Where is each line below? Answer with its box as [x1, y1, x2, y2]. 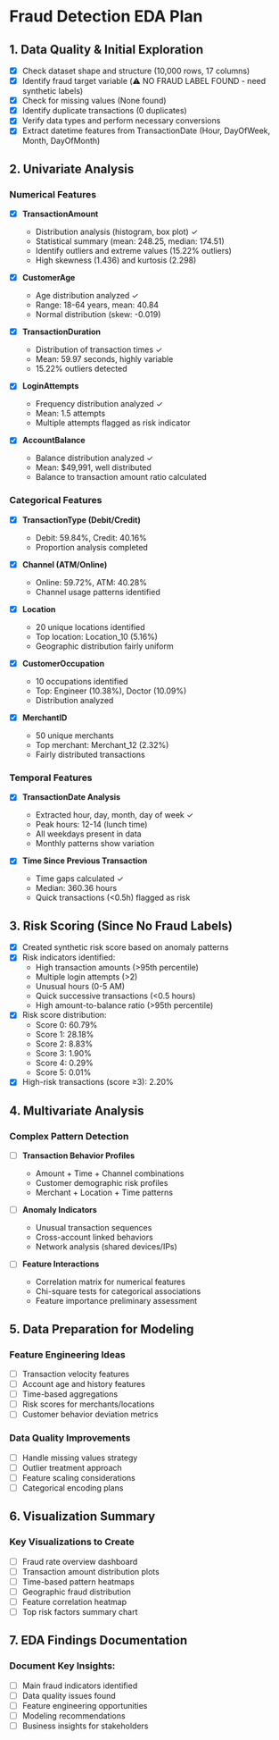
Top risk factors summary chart [21, 1606, 138, 1617]
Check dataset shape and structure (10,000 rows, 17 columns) [21, 65, 250, 76]
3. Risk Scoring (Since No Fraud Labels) [9, 918, 234, 933]
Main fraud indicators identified [21, 1680, 138, 1691]
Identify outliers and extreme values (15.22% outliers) [35, 246, 232, 256]
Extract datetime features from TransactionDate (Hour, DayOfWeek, [21, 125, 271, 136]
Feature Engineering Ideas [9, 1348, 127, 1360]
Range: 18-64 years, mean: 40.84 [35, 299, 159, 310]
